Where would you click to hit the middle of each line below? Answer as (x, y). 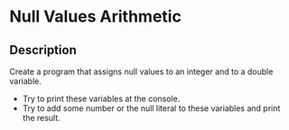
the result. (41, 118)
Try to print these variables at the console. (101, 98)
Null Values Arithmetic (96, 17)
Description (43, 50)
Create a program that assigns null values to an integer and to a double (141, 71)
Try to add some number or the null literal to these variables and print (151, 108)
